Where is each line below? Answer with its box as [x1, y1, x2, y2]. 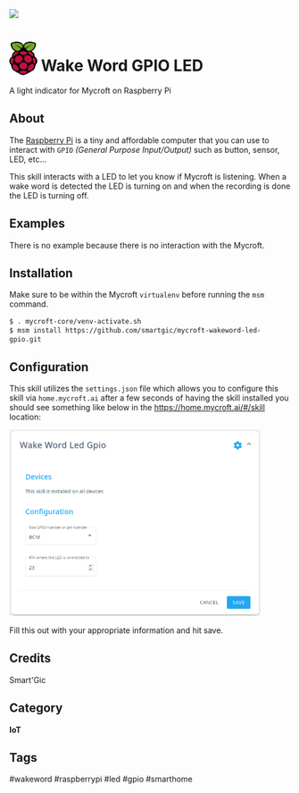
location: [9, 411, 42, 423]
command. [9, 299, 49, 309]
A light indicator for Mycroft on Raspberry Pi [9, 85, 171, 96]
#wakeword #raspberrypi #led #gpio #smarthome [9, 773, 194, 785]
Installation [9, 266, 73, 281]
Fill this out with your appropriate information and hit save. [9, 625, 224, 636]
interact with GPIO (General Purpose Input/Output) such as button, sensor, [9, 144, 280, 155]
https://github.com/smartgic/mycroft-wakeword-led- [65, 326, 262, 335]
